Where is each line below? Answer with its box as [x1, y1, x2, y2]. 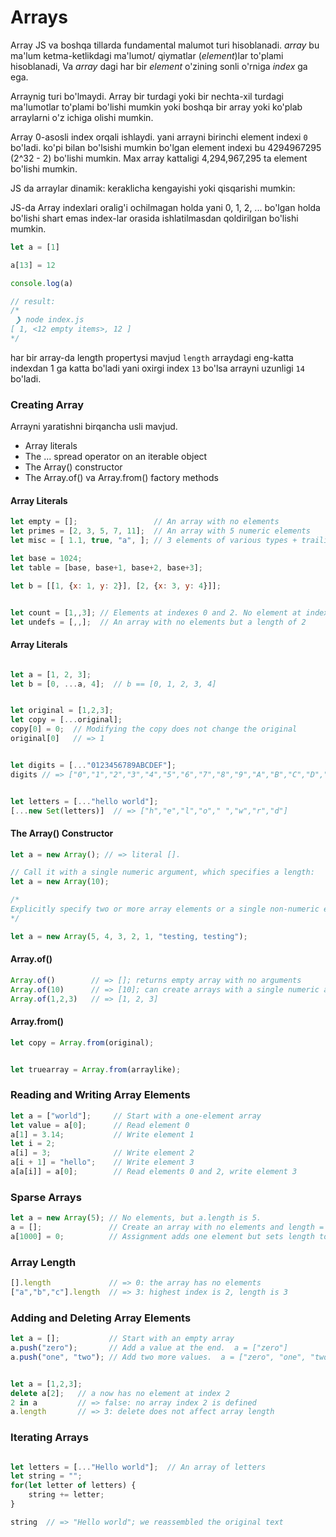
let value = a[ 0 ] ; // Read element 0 [10, 1120, 190, 1130]
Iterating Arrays [10, 1431, 89, 1445]
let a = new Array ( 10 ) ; [10, 877, 110, 887]
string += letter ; [28, 1490, 105, 1500]
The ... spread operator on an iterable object [24, 451, 208, 463]
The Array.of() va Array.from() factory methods [24, 472, 219, 484]
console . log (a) [10, 278, 74, 288]
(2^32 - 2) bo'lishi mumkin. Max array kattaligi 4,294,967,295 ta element [10, 152, 308, 164]
